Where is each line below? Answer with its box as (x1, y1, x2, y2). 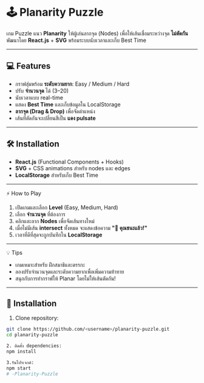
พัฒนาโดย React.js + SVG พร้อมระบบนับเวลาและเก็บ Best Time (6, 36, 147, 44)
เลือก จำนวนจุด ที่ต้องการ (15, 210, 66, 218)
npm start (6, 365, 32, 371)
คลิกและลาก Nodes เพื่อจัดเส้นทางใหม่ (15, 217, 95, 224)
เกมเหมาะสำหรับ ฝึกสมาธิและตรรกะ (15, 261, 86, 268)
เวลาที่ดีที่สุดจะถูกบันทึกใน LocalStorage (15, 231, 103, 238)
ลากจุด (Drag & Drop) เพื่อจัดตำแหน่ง (15, 108, 95, 115)
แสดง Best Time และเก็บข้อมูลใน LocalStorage (15, 100, 121, 108)
